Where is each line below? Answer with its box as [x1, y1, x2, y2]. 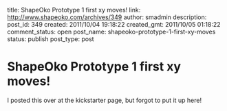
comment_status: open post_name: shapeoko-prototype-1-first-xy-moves [7, 27, 216, 36]
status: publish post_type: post [7, 35, 94, 43]
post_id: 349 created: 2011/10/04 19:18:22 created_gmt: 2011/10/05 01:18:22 [7, 21, 221, 28]
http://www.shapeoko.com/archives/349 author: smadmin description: [7, 13, 207, 21]
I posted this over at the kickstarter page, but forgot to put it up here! [7, 96, 202, 104]
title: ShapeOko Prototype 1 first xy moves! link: [7, 6, 141, 14]
